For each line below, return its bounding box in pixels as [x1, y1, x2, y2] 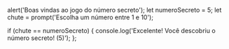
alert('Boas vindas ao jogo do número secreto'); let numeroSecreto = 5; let [7, 6, 222, 14]
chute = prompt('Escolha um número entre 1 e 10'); [7, 13, 154, 21]
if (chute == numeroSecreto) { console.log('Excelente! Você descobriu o [7, 27, 216, 35]
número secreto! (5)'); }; [7, 34, 77, 42]
